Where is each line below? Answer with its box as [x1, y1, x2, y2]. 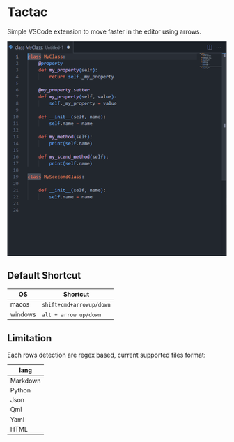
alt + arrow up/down [41, 311, 102, 318]
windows [10, 310, 36, 318]
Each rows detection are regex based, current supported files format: [7, 351, 206, 359]
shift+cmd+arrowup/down [41, 302, 111, 309]
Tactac [7, 4, 48, 20]
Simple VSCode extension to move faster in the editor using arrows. [7, 27, 202, 36]
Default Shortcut [7, 270, 81, 281]
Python [10, 385, 31, 395]
